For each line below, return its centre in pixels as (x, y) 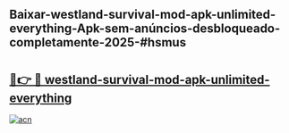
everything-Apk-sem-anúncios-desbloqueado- (145, 29)
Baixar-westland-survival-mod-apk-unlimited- (143, 15)
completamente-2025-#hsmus (98, 42)
